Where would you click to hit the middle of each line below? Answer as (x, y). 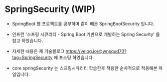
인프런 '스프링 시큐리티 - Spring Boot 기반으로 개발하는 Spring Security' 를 (86, 34)
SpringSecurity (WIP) (50, 9)
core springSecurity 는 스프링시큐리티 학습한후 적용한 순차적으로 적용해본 (85, 68)
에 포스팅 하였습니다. (74, 57)
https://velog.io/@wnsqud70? (96, 51)
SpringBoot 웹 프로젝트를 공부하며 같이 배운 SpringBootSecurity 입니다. (83, 23)
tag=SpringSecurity (32, 57)
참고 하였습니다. (27, 40)
